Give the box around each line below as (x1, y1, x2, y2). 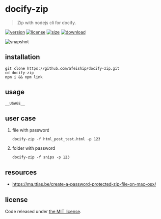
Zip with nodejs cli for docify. (17, 20, 76, 26)
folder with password (12, 145, 55, 151)
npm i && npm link (5, 75, 43, 80)
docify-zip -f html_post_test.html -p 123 (12, 137, 101, 142)
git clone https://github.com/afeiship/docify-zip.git (5, 66, 120, 71)
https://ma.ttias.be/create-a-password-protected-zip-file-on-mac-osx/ (12, 181, 156, 187)
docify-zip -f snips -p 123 (12, 155, 70, 160)
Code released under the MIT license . (5, 209, 81, 214)
